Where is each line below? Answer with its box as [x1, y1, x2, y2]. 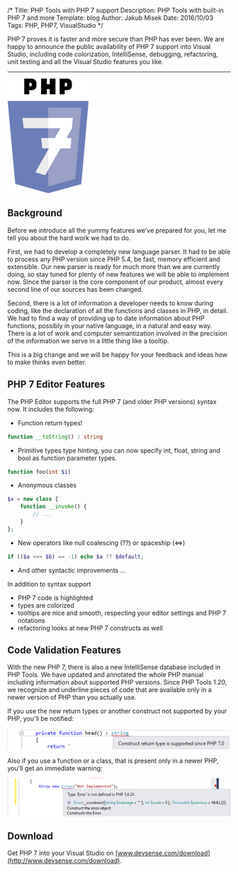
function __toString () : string [7, 433, 103, 440]
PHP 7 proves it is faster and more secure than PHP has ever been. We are [7, 35, 225, 43]
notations [17, 616, 45, 624]
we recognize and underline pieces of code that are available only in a [7, 685, 212, 694]
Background [7, 207, 62, 219]
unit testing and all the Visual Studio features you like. [7, 58, 164, 66]
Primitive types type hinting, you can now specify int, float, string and [17, 446, 221, 454]
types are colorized [17, 601, 74, 609]
